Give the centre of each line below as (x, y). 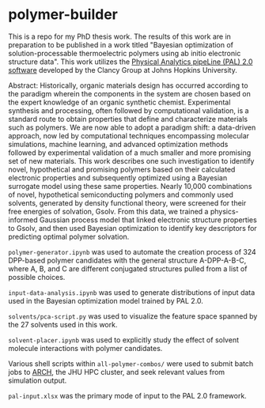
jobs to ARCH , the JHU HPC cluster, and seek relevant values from (117, 372)
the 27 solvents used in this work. (63, 324)
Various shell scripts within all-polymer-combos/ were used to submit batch (131, 363)
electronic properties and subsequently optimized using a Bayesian (118, 178)
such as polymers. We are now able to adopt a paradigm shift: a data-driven (132, 127)
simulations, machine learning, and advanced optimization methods (118, 144)
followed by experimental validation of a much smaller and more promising (130, 153)
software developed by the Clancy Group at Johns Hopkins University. (123, 70)
